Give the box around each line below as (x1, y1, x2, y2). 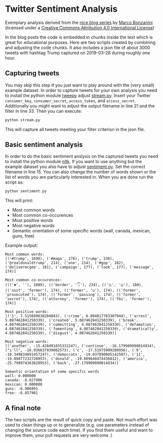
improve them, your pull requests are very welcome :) (5, 432, 113, 438)
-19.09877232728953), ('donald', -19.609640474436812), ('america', (5, 357, 147, 361)
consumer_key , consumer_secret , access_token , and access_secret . (5, 98, 136, 104)
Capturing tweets (5, 69, 60, 78)
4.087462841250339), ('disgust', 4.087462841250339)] (5, 331, 117, 336)
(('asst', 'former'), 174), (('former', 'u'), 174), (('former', (5, 288, 141, 293)
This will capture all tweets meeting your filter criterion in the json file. (5, 126, 145, 132)
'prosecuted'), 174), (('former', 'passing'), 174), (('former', (5, 292, 141, 297)
